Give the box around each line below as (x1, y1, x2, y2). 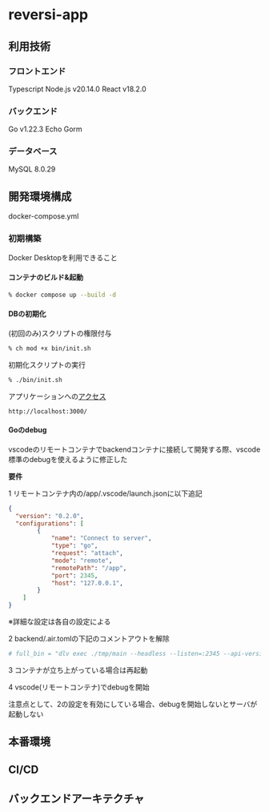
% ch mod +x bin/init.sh (8, 344, 91, 352)
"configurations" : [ (15, 519, 84, 528)
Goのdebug (8, 425, 47, 435)
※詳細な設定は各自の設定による (8, 617, 111, 626)
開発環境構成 (8, 190, 72, 203)
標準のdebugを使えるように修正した (8, 454, 128, 464)
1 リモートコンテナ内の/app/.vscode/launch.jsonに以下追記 (8, 488, 203, 498)
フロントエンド (8, 66, 66, 77)
